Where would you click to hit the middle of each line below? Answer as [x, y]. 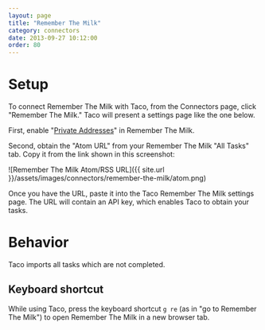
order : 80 [25, 45]
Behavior [39, 243]
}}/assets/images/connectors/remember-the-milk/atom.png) [107, 178]
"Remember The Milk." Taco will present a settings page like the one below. [132, 115]
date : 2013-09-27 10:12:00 [53, 38]
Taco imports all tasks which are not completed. [87, 264]
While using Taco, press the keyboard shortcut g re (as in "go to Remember [132, 309]
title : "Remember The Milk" [55, 23]
